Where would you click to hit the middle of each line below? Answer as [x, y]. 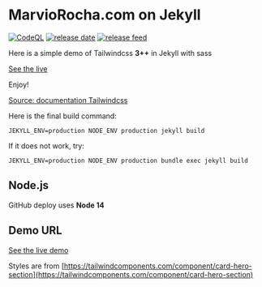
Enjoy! [19, 84]
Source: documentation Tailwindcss [68, 100]
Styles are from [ [37, 266]
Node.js [29, 185]
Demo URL [35, 231]
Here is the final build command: [63, 116]
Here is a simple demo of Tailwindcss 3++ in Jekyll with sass [110, 53]
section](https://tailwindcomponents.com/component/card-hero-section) [131, 274]
